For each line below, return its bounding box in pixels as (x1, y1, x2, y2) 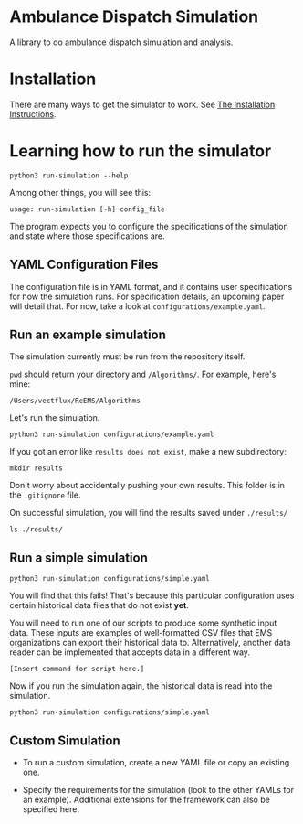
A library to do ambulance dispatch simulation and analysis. (9, 37, 234, 48)
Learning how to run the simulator (9, 141, 272, 162)
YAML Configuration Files (9, 257, 159, 273)
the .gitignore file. (9, 489, 81, 500)
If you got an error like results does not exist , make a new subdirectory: (9, 446, 287, 457)
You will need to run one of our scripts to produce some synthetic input (9, 617, 277, 628)
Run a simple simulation (9, 550, 149, 565)
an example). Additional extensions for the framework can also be (22, 794, 271, 806)
